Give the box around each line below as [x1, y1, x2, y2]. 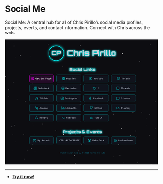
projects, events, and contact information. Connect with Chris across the [5, 24, 150, 30]
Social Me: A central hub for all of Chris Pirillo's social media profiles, [5, 19, 143, 25]
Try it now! [12, 174, 34, 180]
